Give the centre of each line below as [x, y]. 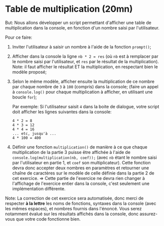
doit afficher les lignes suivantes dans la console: [62, 112]
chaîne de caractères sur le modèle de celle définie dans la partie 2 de [83, 173]
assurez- [148, 214]
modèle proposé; [29, 72]
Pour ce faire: [19, 37]
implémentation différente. [39, 188]
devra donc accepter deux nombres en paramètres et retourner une [81, 168]
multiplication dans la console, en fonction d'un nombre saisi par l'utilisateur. [82, 27]
